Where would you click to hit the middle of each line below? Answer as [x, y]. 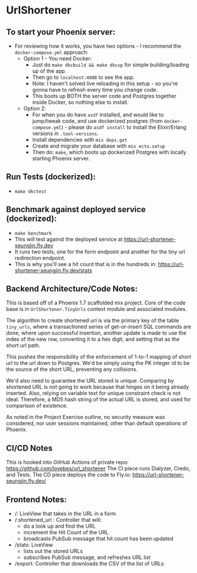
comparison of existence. [37, 406]
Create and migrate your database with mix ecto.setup [99, 146]
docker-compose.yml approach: [51, 52]
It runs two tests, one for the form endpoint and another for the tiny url [100, 252]
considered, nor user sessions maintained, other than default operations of [97, 423]
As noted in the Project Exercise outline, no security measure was [86, 417]
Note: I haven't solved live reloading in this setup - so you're [105, 83]
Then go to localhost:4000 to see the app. [84, 77]
